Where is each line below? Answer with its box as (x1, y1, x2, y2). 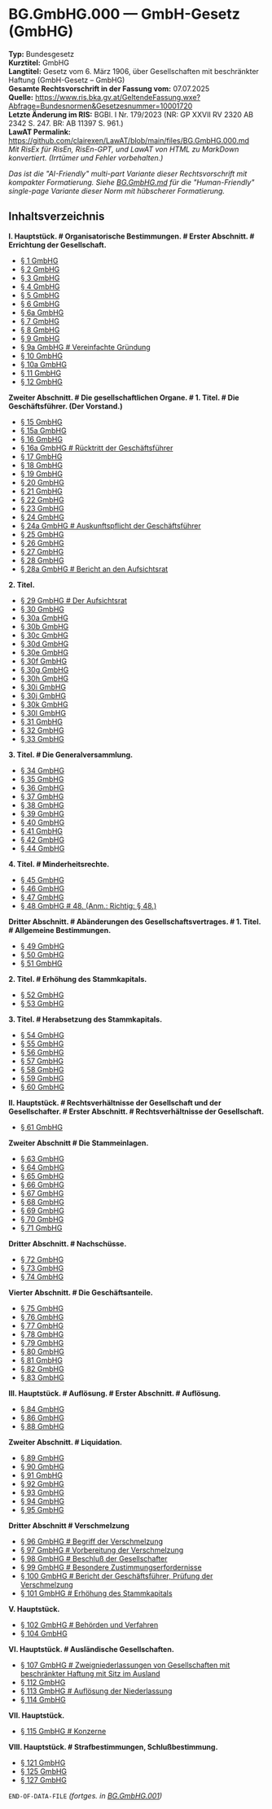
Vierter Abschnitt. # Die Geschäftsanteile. (8, 1287, 153, 1297)
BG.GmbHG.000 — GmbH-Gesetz (8, 5, 240, 24)
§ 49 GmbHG (20, 941, 65, 951)
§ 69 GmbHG (20, 1206, 65, 1215)
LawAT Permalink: (8, 127, 71, 137)
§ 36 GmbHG (20, 782, 65, 792)
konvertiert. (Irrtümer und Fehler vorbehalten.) (8, 152, 164, 163)
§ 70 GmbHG (20, 1214, 64, 1224)
